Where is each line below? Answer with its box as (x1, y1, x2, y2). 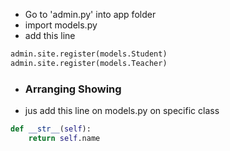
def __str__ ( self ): (10, 124, 92, 134)
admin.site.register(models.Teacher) (10, 58, 168, 68)
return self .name (28, 133, 101, 143)
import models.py (24, 19, 98, 31)
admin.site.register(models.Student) (10, 49, 168, 59)
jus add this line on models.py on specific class (24, 105, 220, 117)
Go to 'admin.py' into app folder (24, 9, 157, 20)
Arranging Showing (24, 82, 122, 96)
